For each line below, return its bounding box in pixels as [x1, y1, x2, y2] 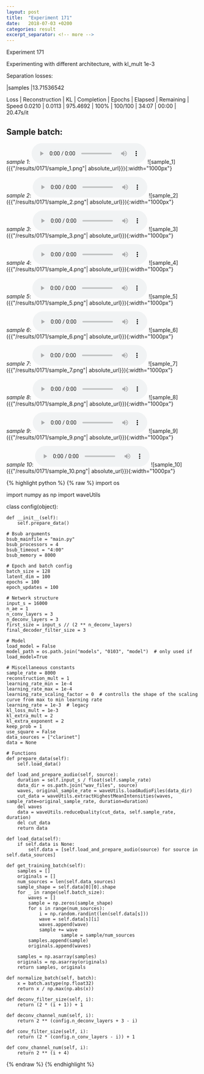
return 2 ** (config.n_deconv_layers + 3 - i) [17, 1018, 138, 1024]
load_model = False [6, 643, 56, 649]
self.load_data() [17, 761, 62, 767]
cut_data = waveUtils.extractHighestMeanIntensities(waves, [17, 793, 173, 799]
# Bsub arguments [6, 530, 51, 537]
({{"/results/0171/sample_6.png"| [6, 333, 89, 340]
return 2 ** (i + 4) [17, 1050, 70, 1056]
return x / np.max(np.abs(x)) [17, 985, 95, 991]
